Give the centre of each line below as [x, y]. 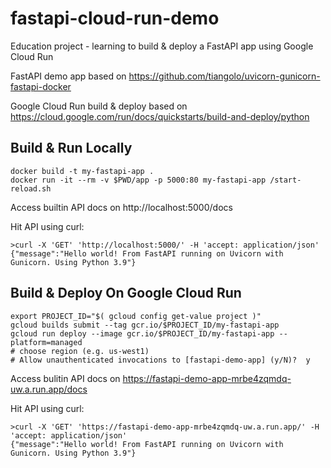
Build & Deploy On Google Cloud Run [126, 293]
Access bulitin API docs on [65, 378]
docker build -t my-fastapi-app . [82, 171]
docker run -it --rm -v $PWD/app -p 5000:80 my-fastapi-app [138, 180]
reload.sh [31, 188]
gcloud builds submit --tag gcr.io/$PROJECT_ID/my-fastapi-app [145, 325]
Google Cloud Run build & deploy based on [99, 106]
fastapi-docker [41, 86]
